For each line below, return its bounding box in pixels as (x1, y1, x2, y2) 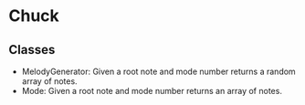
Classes (8, 42, 56, 58)
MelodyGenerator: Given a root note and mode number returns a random (21, 66, 296, 77)
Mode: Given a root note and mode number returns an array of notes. (21, 86, 282, 96)
